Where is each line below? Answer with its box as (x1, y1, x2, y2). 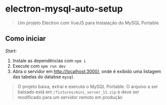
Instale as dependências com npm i (12, 58, 87, 64)
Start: (5, 47, 17, 54)
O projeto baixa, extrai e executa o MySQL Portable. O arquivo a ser (17, 83, 158, 89)
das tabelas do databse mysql (12, 74, 74, 80)
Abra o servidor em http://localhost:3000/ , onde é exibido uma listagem (12, 68, 161, 74)
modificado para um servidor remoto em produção (17, 94, 123, 100)
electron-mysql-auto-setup (5, 3, 123, 15)
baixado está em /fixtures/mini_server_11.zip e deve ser (17, 89, 139, 95)
